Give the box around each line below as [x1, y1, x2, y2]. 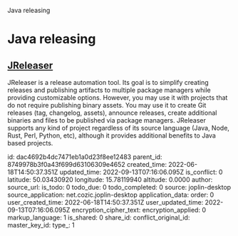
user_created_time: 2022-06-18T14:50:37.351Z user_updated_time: [7, 198, 204, 206]
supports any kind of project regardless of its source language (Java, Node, [7, 124, 230, 132]
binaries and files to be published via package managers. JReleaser [7, 116, 207, 124]
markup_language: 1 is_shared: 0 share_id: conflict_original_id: [7, 213, 190, 222]
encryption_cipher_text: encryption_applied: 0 [71, 206, 207, 214]
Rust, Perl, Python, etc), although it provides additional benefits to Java [7, 131, 216, 140]
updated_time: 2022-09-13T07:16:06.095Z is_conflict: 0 [59, 168, 223, 176]
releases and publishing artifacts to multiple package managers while [7, 86, 212, 94]
